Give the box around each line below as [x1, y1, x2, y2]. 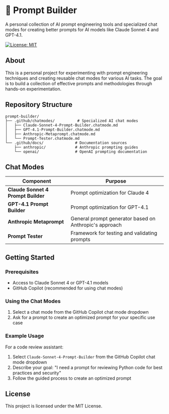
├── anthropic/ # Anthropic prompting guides [14, 145, 138, 150]
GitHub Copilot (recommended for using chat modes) [12, 285, 123, 291]
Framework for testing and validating [70, 229, 157, 236]
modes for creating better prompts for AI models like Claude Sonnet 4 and [5, 26, 159, 32]
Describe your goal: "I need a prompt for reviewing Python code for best [12, 364, 162, 370]
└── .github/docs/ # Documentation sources [5, 140, 127, 145]
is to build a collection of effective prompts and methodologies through [5, 80, 152, 86]
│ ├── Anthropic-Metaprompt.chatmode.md [5, 131, 96, 137]
